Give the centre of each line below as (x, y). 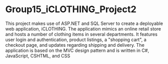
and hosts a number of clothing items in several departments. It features (81, 34)
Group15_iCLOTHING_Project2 (71, 9)
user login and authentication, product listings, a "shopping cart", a (76, 40)
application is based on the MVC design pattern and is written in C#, (77, 50)
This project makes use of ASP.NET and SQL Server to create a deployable (84, 23)
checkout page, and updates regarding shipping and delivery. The (75, 45)
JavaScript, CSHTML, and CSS (38, 56)
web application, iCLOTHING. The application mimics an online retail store (83, 28)
